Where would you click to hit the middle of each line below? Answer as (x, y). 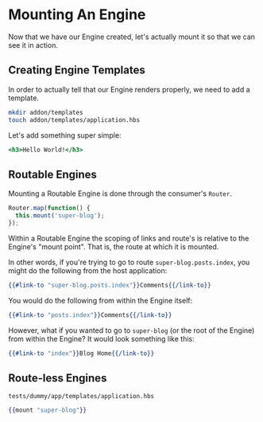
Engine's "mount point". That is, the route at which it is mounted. (114, 246)
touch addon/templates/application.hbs (74, 120)
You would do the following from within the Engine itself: (101, 300)
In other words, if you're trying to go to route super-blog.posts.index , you (129, 262)
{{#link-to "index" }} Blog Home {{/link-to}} (81, 353)
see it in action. (33, 45)
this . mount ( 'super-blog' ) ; (60, 216)
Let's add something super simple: (65, 135)
